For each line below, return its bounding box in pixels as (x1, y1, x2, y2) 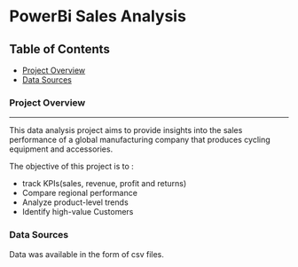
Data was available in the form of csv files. (9, 248, 164, 259)
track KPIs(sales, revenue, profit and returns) (21, 178, 187, 189)
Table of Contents (9, 42, 111, 57)
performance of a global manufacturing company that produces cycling (9, 135, 271, 145)
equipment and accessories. (9, 144, 114, 154)
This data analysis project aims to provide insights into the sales (9, 125, 243, 136)
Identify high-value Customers (21, 207, 134, 217)
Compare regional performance (21, 188, 137, 199)
